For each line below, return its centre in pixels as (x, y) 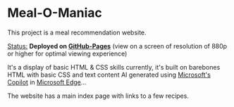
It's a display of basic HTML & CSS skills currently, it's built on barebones (114, 67)
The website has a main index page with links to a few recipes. (98, 96)
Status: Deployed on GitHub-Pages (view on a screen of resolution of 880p (117, 46)
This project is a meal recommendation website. (77, 32)
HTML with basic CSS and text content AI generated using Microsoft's (109, 75)
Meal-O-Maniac (55, 13)
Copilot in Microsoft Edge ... (47, 82)
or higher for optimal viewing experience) (67, 53)
